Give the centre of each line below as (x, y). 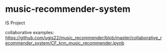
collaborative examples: (29, 32)
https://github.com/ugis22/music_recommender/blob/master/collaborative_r (83, 38)
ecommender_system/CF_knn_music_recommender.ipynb (65, 43)
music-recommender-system (68, 9)
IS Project (15, 23)
